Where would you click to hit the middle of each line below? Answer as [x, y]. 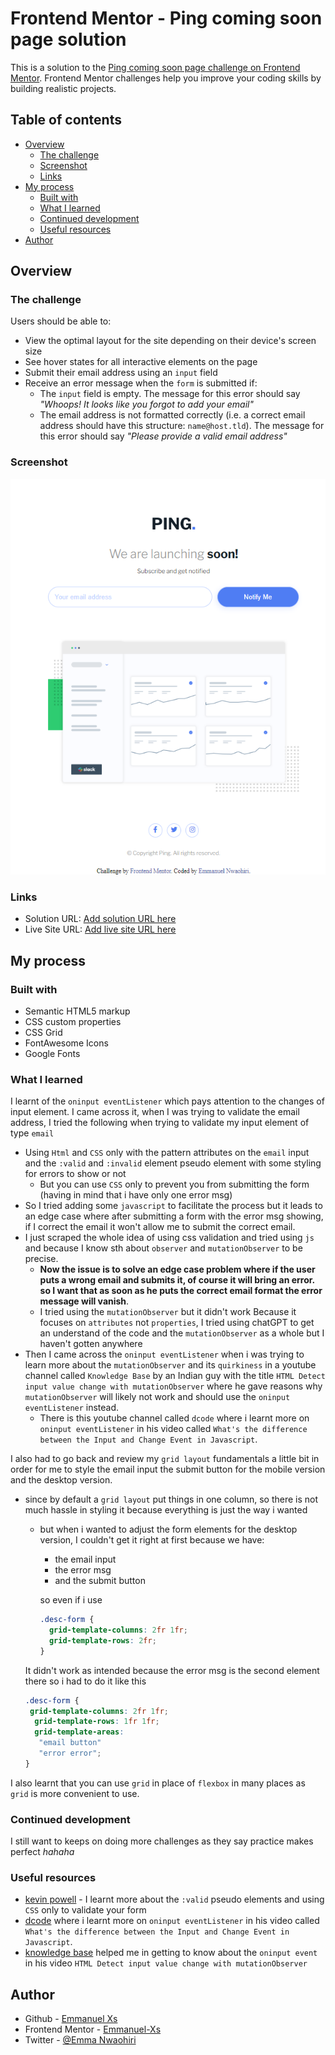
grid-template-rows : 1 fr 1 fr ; [97, 1722]
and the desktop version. [61, 1480]
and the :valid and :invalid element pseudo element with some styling [173, 1163]
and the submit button [100, 1581]
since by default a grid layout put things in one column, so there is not [171, 1499]
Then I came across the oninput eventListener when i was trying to [164, 1354]
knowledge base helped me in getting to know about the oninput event [171, 1953]
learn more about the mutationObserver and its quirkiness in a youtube [170, 1365]
